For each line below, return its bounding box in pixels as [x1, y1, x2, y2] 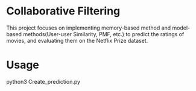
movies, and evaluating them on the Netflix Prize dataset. [6, 37, 148, 44]
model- [172, 24, 191, 31]
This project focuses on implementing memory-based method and [6, 24, 171, 31]
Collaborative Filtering [6, 4, 121, 18]
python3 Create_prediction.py [6, 78, 80, 85]
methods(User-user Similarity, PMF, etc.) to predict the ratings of [23, 30, 185, 37]
